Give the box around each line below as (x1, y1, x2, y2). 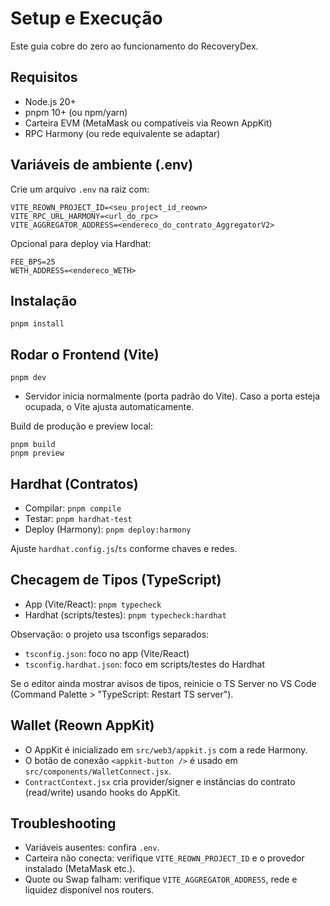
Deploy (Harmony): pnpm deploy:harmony (24, 523, 192, 535)
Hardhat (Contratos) (10, 475, 139, 492)
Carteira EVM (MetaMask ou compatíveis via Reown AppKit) (24, 117, 273, 129)
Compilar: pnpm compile (24, 502, 122, 514)
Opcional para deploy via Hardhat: (10, 237, 152, 249)
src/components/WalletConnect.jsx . (24, 765, 172, 777)
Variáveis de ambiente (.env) (10, 157, 194, 174)
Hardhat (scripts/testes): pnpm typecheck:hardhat (24, 608, 227, 621)
